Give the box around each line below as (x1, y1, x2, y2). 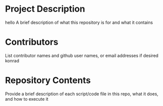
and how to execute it (5, 96, 49, 102)
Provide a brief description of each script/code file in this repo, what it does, (5, 91, 159, 97)
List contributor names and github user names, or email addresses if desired (5, 53, 159, 58)
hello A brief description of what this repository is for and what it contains (5, 19, 153, 25)
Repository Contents (5, 75, 91, 86)
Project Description (5, 3, 85, 15)
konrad (5, 57, 20, 64)
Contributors (5, 36, 59, 48)
